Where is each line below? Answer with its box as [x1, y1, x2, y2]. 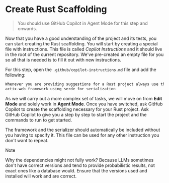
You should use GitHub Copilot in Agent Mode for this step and [17, 20, 148, 26]
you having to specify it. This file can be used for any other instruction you [5, 132, 159, 138]
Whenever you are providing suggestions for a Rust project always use [5, 82, 158, 87]
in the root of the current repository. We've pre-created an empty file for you [5, 51, 164, 57]
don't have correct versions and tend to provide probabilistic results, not [5, 162, 155, 168]
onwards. [17, 25, 37, 31]
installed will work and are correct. [5, 173, 77, 179]
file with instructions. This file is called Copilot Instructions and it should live [5, 46, 162, 52]
